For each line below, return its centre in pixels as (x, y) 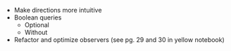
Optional (37, 25)
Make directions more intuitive (58, 10)
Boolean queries (38, 17)
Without (36, 32)
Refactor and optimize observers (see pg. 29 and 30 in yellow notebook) (119, 40)
